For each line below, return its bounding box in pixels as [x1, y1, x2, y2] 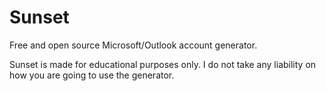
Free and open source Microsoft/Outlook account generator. [9, 39, 258, 51]
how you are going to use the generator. [9, 69, 175, 81]
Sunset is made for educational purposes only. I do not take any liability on [9, 58, 317, 70]
